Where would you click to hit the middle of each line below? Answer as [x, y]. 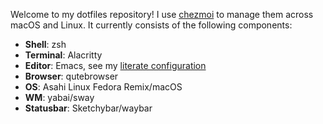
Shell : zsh [45, 44]
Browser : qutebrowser [71, 76]
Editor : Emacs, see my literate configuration [115, 65]
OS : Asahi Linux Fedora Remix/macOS [103, 87]
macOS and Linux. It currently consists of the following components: [151, 25]
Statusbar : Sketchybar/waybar [88, 108]
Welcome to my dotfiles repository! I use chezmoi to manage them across [162, 14]
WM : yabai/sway [59, 97]
